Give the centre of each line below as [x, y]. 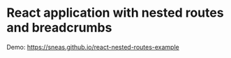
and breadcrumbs [59, 28]
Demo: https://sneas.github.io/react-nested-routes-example [93, 47]
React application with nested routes [115, 13]
